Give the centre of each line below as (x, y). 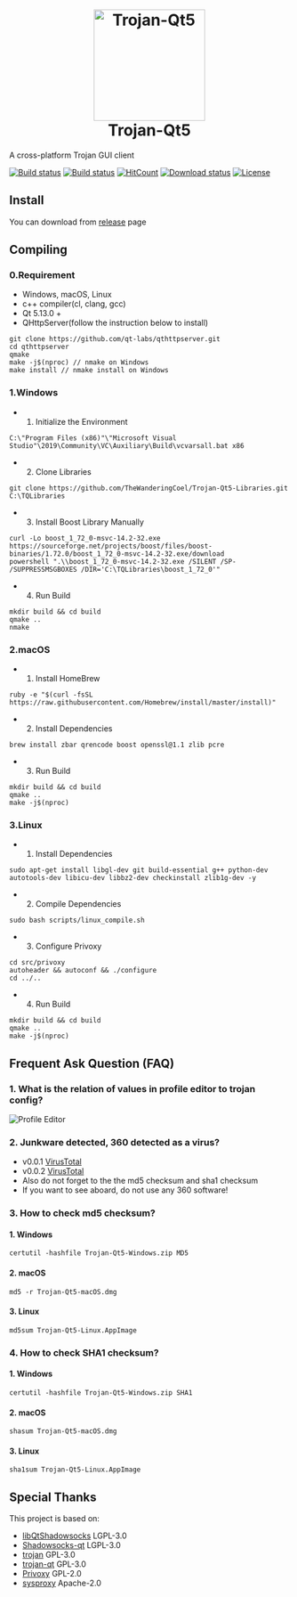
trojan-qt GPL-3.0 (54, 1564)
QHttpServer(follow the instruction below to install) (115, 323)
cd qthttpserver (39, 347)
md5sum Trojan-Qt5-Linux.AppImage (73, 1330)
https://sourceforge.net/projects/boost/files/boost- (111, 546)
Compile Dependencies (78, 904)
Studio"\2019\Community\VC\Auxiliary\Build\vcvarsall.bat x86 (127, 445)
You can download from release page (78, 222)
